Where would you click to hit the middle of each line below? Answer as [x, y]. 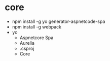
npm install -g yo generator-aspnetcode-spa [59, 21]
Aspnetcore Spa [36, 38]
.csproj [27, 48]
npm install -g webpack [37, 26]
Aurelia [27, 43]
